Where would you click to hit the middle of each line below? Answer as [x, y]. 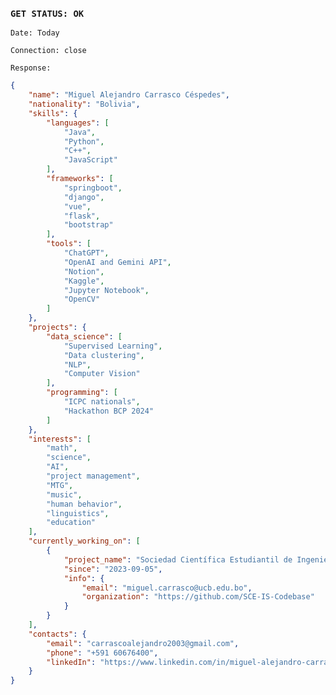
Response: [31, 68]
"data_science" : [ [84, 336]
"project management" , [93, 476]
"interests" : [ [60, 439]
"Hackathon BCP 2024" [109, 411]
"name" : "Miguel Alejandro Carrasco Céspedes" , [129, 95]
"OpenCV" [82, 299]
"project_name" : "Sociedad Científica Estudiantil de [178, 559]
